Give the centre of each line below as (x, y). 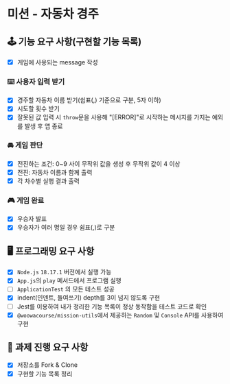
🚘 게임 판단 (25, 145)
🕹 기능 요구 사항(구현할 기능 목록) (74, 41)
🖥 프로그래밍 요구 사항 (51, 251)
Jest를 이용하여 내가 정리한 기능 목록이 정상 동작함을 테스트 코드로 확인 (112, 307)
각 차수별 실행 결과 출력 (48, 181)
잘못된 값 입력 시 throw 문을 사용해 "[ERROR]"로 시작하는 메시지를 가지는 (114, 117)
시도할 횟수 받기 (38, 109)
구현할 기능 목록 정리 (45, 374)
